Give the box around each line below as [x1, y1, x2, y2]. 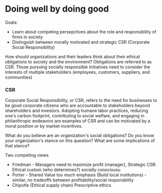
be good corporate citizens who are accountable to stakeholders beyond [5, 103, 150, 109]
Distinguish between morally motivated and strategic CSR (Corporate [12, 39, 150, 45]
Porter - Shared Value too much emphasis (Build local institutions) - [12, 172, 147, 178]
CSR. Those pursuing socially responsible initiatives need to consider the [5, 64, 150, 70]
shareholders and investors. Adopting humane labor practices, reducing [5, 108, 148, 113]
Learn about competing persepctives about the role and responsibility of [12, 29, 157, 34]
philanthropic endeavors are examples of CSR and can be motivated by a [5, 118, 151, 124]
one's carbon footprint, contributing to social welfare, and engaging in [5, 113, 145, 119]
